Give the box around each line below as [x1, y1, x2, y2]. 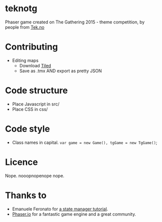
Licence [5, 157, 38, 167]
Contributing [5, 41, 58, 53]
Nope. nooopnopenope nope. [5, 173, 64, 179]
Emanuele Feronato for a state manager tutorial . [12, 206, 108, 212]
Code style [5, 123, 50, 134]
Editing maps [12, 57, 39, 63]
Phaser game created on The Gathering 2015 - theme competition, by [5, 19, 145, 25]
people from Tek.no [5, 24, 45, 30]
